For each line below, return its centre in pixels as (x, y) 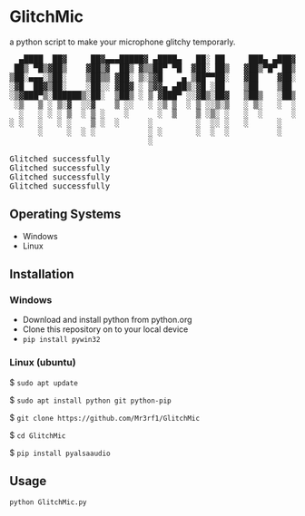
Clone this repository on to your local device (105, 329)
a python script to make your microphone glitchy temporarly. (123, 42)
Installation (42, 274)
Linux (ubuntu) (43, 363)
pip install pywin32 (61, 340)
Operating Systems (65, 214)
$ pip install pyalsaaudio (60, 453)
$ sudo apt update (44, 382)
